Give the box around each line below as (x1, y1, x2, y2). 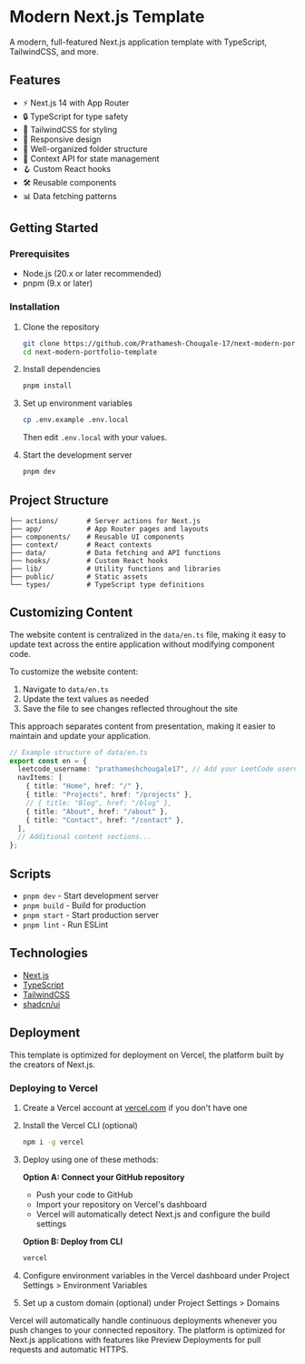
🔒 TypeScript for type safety (22, 111, 129, 122)
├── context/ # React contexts (9, 540, 152, 550)
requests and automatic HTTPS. (9, 1344, 129, 1355)
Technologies (9, 945, 89, 961)
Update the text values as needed (22, 693, 150, 704)
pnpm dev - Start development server (22, 890, 159, 902)
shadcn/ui (22, 998, 61, 1009)
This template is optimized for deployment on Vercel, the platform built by (9, 1049, 284, 1060)
